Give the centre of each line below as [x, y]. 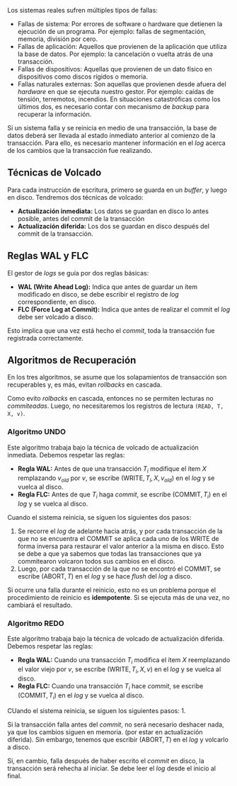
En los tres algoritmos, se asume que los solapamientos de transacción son [117, 377]
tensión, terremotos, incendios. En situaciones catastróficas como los [119, 99]
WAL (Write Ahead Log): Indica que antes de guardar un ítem [108, 287]
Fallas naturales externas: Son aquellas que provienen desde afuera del [122, 84]
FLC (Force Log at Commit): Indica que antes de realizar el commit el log [124, 309]
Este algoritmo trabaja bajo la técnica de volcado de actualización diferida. [116, 639]
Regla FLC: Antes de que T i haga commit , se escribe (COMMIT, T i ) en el [122, 495]
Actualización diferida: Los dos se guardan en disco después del [114, 226]
